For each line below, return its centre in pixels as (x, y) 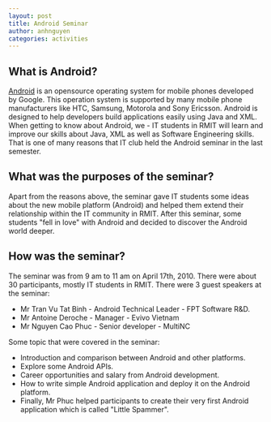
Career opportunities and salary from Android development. (120, 375)
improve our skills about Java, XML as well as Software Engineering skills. (131, 134)
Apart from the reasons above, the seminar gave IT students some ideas (129, 196)
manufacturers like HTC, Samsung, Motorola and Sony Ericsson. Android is (133, 108)
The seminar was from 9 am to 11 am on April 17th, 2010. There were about (132, 276)
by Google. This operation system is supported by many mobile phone (125, 100)
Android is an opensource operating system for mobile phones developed (131, 91)
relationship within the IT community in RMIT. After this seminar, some (125, 213)
